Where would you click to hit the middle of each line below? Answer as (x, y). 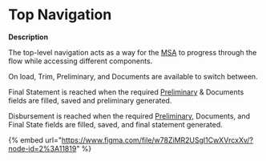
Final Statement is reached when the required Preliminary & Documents (126, 92)
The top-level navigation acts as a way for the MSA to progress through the (133, 52)
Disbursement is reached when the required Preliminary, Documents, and (129, 116)
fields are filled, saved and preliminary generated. (90, 100)
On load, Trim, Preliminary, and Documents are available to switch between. (133, 76)
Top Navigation (60, 15)
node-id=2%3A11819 (42, 148)
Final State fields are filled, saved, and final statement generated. (115, 124)
